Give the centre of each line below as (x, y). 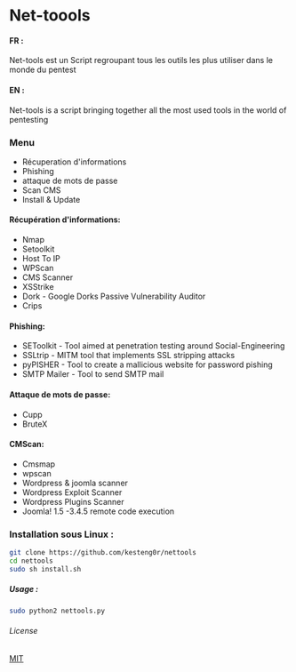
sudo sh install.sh (45, 569)
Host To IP (41, 259)
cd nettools (31, 561)
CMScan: (27, 444)
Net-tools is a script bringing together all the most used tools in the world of (148, 110)
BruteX (35, 424)
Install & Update (51, 199)
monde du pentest (43, 70)
